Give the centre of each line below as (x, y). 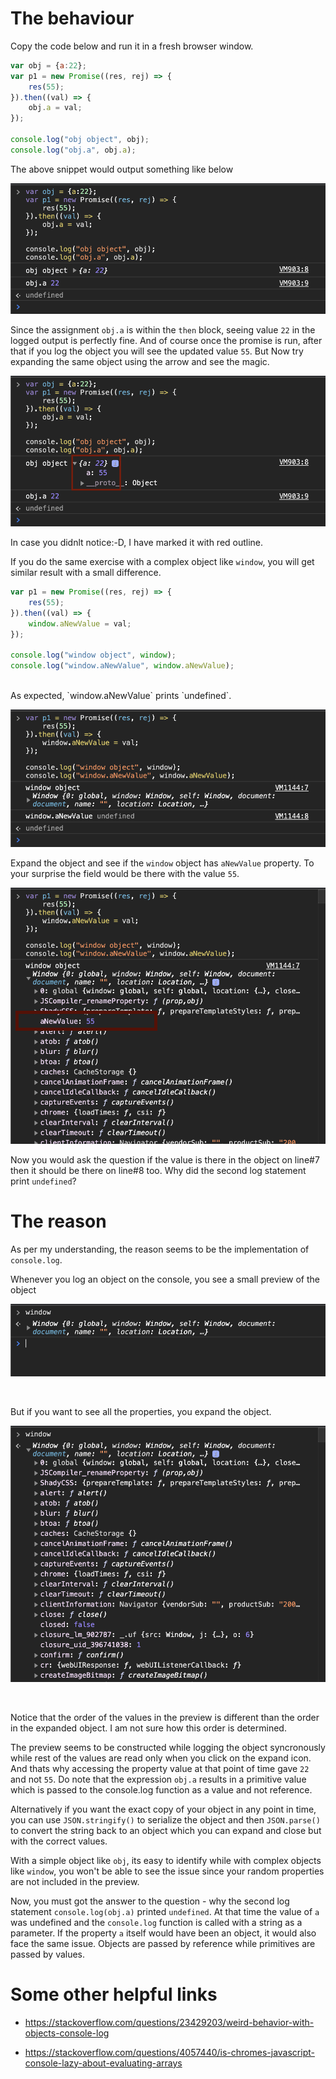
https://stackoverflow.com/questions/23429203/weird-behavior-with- (169, 2022)
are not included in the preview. (75, 1881)
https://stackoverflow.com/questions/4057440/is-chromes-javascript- (169, 2052)
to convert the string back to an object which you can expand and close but (166, 1830)
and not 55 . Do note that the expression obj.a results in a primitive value (158, 1779)
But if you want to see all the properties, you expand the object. (141, 1411)
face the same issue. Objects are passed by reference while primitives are (163, 1943)
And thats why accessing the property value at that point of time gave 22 (160, 1768)
